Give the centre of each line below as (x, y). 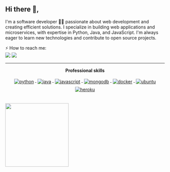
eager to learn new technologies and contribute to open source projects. (81, 38)
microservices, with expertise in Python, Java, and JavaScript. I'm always (82, 32)
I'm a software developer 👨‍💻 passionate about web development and (77, 21)
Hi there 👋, (22, 9)
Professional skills (85, 70)
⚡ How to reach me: (26, 48)
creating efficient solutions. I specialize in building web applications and (80, 27)
